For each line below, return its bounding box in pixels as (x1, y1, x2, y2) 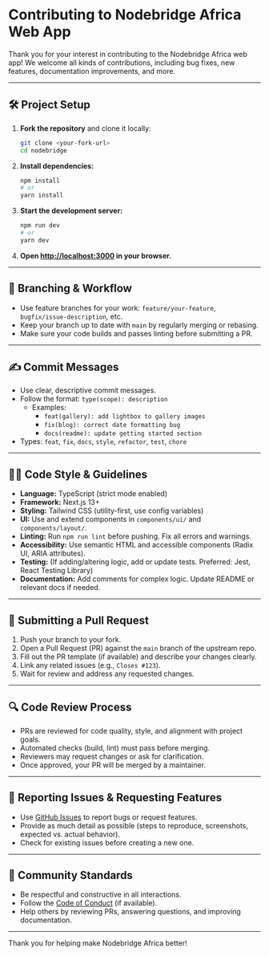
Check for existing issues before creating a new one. (19, 837, 195, 848)
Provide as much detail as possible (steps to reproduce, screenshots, (19, 820, 249, 830)
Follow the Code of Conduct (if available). (19, 898, 158, 908)
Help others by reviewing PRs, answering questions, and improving (19, 907, 242, 917)
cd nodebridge (19, 146, 67, 154)
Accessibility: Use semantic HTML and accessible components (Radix (19, 540, 254, 550)
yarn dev (19, 236, 50, 244)
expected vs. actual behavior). (19, 829, 121, 839)
